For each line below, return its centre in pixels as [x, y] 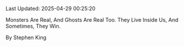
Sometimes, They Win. [33, 26]
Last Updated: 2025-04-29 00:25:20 [50, 9]
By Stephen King [26, 37]
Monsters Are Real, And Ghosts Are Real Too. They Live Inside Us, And [92, 20]
